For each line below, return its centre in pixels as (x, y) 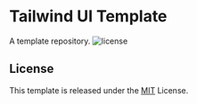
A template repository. (50, 41)
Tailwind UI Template (88, 16)
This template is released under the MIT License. (99, 90)
